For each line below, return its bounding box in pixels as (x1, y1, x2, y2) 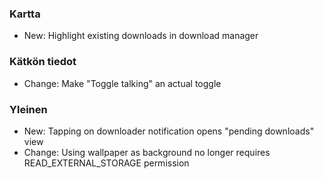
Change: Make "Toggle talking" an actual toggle (23, 77, 222, 89)
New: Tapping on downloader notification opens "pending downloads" (23, 125, 315, 137)
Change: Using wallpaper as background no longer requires (23, 146, 271, 158)
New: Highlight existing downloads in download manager (23, 30, 259, 42)
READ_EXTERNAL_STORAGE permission (23, 157, 190, 169)
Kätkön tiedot (9, 55, 77, 69)
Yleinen (9, 102, 48, 116)
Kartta (9, 7, 41, 21)
